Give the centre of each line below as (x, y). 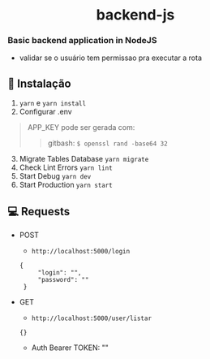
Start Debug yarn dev (55, 176)
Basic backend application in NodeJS (82, 41)
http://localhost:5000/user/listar (91, 318)
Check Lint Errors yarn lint (66, 167)
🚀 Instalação (39, 83)
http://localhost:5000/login (81, 252)
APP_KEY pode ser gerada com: (81, 128)
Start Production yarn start (66, 185)
